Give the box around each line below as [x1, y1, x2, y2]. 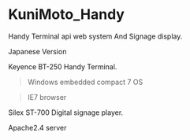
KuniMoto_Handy [8, 6, 125, 24]
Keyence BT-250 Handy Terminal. [8, 61, 117, 72]
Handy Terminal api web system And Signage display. [8, 31, 183, 41]
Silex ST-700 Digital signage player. [8, 108, 124, 117]
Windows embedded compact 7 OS [27, 77, 143, 87]
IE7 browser [27, 92, 67, 101]
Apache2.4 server [8, 123, 67, 132]
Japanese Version [8, 46, 67, 56]
